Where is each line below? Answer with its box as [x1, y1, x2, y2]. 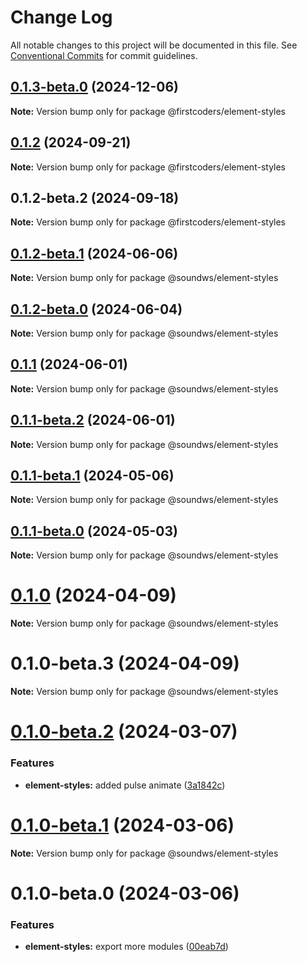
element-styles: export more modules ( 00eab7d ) [24, 941, 229, 953]
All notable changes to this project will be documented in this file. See [10, 39, 298, 51]
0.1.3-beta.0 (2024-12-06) [10, 79, 179, 96]
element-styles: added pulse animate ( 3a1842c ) [24, 779, 226, 791]
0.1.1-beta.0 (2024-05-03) [10, 522, 178, 540]
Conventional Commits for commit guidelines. [10, 49, 198, 61]
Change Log [10, 6, 113, 29]
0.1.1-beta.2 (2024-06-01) [10, 412, 176, 429]
